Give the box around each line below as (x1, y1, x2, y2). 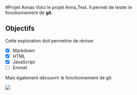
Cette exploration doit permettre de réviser (5, 37, 94, 43)
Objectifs (5, 24, 35, 33)
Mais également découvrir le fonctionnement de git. (5, 75, 113, 81)
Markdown (12, 47, 35, 54)
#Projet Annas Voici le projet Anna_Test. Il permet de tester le (5, 5, 132, 10)
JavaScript (12, 59, 35, 65)
